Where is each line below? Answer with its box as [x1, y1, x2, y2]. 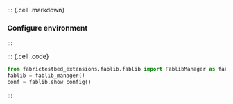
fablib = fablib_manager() [7, 72, 85, 79]
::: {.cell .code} [7, 52, 49, 61]
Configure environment [7, 23, 88, 33]
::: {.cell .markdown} [7, 6, 65, 14]
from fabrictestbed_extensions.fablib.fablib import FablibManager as [7, 66, 216, 73]
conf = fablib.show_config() [7, 79, 92, 86]
